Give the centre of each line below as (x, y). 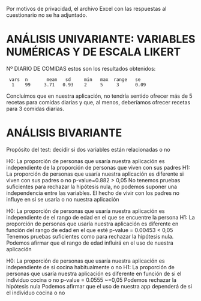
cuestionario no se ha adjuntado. (47, 15)
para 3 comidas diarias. (35, 109)
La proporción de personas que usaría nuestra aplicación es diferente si (95, 174)
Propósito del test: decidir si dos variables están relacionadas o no (88, 149)
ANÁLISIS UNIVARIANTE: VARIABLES (101, 39)
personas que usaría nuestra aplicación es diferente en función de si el (94, 273)
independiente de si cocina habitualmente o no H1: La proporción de (91, 267)
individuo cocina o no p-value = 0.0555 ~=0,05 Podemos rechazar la (91, 280)
